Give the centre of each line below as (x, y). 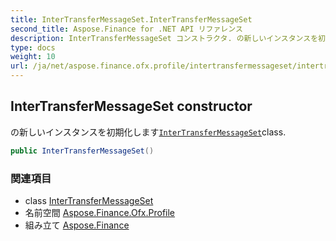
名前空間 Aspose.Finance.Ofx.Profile (100, 212)
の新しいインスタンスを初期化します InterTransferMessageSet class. (148, 132)
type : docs (33, 47)
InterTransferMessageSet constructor (131, 106)
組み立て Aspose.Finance (77, 225)
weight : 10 (33, 57)
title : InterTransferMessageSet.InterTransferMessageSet (131, 19)
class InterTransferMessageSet (89, 200)
